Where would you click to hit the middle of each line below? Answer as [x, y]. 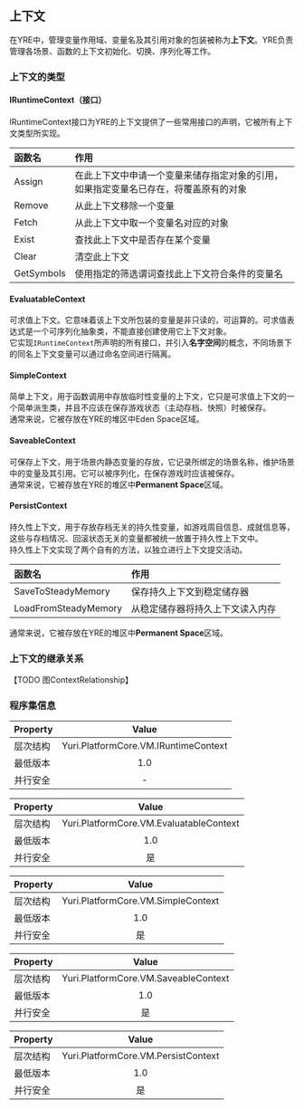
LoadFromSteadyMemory [68, 607]
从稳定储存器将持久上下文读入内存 [204, 608]
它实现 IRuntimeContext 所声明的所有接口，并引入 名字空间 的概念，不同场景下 [151, 343]
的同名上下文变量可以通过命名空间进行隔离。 [93, 354]
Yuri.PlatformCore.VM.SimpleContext [141, 901]
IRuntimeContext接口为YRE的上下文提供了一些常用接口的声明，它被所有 [143, 121]
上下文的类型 [38, 77]
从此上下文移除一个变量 [124, 206]
